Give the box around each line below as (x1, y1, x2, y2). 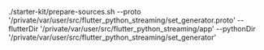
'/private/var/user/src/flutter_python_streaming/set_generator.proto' (8, 15, 236, 25)
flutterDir (8, 24, 39, 33)
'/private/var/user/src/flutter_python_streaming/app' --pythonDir (40, 24, 256, 33)
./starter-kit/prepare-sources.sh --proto (8, 7, 141, 16)
